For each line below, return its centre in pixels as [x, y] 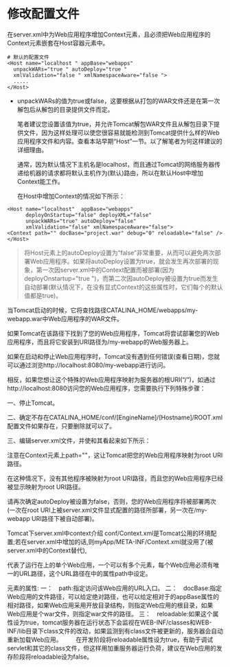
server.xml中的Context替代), [47, 550]
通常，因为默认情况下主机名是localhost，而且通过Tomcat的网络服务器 [116, 164]
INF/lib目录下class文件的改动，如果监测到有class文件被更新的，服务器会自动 [115, 631]
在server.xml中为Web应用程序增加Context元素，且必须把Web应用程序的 [109, 34]
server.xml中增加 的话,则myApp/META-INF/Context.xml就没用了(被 [120, 541]
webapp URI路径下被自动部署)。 [53, 518]
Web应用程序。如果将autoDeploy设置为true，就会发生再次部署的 [122, 261]
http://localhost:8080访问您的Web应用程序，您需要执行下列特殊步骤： [106, 388]
